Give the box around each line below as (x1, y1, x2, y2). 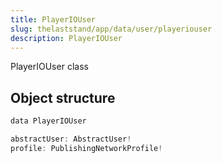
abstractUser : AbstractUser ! (10, 134, 132, 145)
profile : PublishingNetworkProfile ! (10, 143, 163, 153)
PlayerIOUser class (10, 61, 89, 73)
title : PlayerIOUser (10, 14, 97, 25)
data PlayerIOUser (10, 116, 87, 126)
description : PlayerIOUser (10, 33, 123, 43)
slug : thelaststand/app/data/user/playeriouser (10, 24, 213, 34)
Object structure (10, 89, 116, 106)
